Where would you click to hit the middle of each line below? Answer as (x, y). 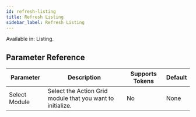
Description (84, 78)
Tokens (144, 81)
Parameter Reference (46, 57)
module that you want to (81, 98)
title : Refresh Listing (35, 17)
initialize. (60, 106)
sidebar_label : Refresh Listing (45, 22)
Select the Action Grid (78, 91)
